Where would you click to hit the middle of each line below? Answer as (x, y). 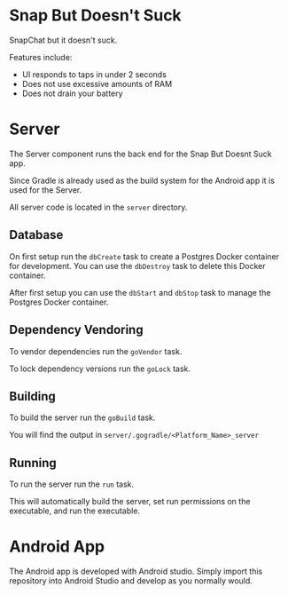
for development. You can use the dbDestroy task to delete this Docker (137, 266)
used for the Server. (46, 190)
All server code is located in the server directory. (98, 207)
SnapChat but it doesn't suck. (63, 40)
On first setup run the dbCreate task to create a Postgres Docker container (144, 256)
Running (33, 463)
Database (36, 235)
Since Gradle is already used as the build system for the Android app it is (142, 180)
